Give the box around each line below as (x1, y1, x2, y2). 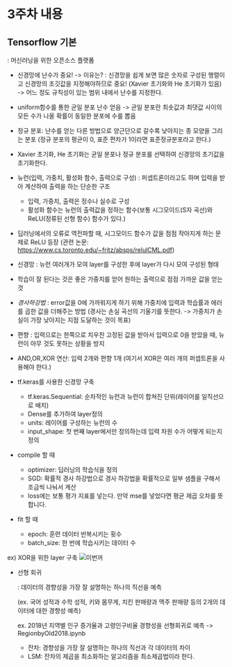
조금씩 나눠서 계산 (27, 483, 76, 491)
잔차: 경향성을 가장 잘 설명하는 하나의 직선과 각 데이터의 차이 (27, 643, 191, 652)
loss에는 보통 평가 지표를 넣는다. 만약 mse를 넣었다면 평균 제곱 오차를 (27, 492, 217, 500)
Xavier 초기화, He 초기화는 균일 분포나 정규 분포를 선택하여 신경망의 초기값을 (17, 150, 225, 158)
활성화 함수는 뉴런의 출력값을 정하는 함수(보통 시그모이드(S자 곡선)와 (27, 206, 213, 214)
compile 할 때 (17, 450, 56, 459)
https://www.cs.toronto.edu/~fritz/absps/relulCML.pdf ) (17, 246, 175, 254)
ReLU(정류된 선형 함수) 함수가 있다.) (27, 214, 126, 223)
